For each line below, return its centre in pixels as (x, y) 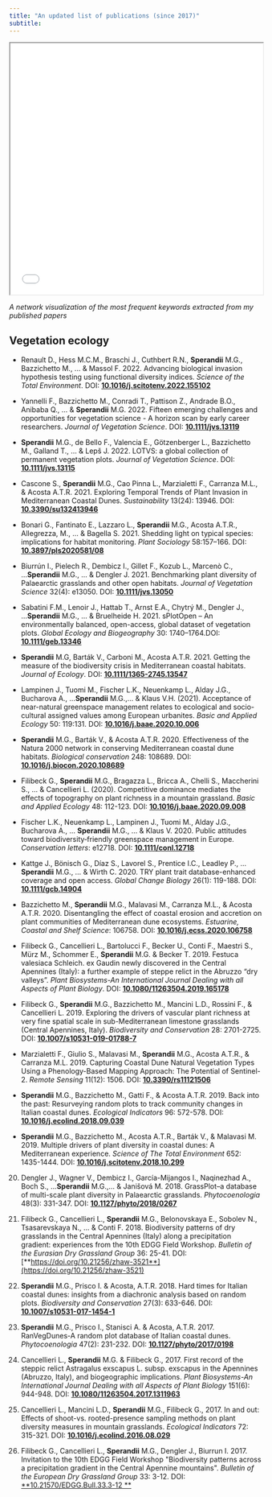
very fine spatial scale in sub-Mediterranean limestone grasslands (130, 1021)
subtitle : (26, 23)
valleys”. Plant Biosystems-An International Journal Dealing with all (132, 980)
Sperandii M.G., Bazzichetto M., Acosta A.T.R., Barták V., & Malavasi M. (138, 1136)
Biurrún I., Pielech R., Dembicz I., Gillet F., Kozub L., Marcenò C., (127, 566)
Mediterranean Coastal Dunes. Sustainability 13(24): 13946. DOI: (128, 501)
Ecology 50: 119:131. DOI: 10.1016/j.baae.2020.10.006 (110, 724)
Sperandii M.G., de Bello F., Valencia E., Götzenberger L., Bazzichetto (136, 443)
